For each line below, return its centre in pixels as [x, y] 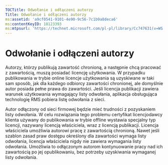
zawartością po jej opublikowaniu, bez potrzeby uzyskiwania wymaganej [80, 152]
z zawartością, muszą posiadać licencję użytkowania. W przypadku [75, 73]
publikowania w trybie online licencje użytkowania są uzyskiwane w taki [80, 78]
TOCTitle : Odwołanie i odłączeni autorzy [49, 10]
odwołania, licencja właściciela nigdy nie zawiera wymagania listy [73, 141]
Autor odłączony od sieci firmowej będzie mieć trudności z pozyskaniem [80, 109]
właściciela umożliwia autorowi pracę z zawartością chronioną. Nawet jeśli [82, 131]
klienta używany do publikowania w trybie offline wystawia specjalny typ [80, 120]
